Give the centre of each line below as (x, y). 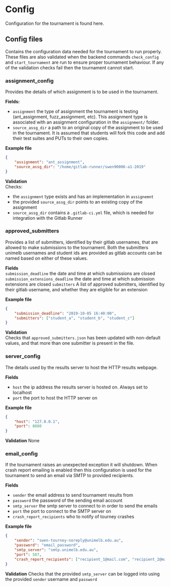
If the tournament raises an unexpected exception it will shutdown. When (81, 465)
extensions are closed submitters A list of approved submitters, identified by (85, 284)
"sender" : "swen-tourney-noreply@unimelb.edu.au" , (69, 540)
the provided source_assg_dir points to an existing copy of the (77, 202)
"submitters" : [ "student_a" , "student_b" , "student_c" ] (75, 318)
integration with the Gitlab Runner (48, 218)
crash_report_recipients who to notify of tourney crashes (73, 517)
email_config (22, 454)
